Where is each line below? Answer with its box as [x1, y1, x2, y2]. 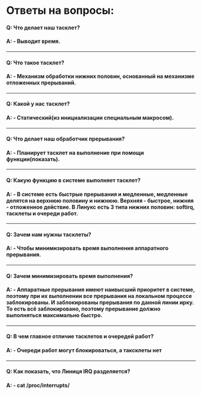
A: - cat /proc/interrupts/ [6, 381, 70, 389]
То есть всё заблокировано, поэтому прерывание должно [6, 305, 161, 312]
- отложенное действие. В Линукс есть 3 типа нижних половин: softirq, [6, 203, 195, 210]
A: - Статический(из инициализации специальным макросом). [6, 114, 174, 121]
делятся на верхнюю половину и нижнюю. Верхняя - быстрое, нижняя [6, 197, 194, 204]
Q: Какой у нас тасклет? [6, 100, 70, 107]
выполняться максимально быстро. [6, 312, 103, 319]
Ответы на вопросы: [6, 4, 114, 17]
